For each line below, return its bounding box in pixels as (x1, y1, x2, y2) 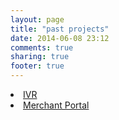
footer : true (10, 61, 65, 71)
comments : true (10, 42, 74, 53)
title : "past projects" (10, 24, 110, 34)
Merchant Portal (23, 99, 90, 111)
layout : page (10, 14, 65, 25)
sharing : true (10, 52, 70, 62)
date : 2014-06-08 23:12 (10, 33, 110, 43)
